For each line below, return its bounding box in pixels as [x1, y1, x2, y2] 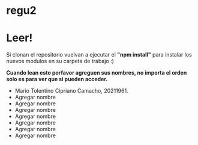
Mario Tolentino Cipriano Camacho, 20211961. [14, 87, 128, 94]
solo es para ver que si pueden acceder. [6, 76, 108, 83]
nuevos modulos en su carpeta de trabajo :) [6, 58, 114, 65]
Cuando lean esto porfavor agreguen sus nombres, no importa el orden [6, 69, 187, 76]
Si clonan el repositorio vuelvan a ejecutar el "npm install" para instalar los [6, 51, 192, 58]
